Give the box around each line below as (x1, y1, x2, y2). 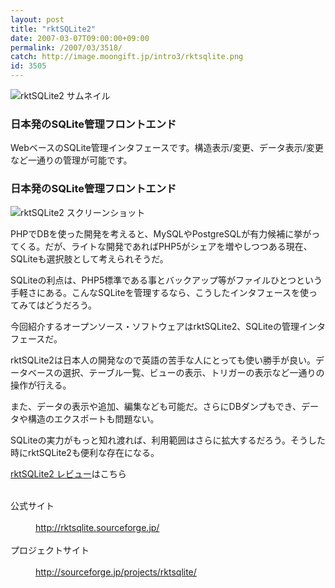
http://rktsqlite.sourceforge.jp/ (35, 521, 160, 533)
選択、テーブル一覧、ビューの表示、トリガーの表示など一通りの (62, 366, 325, 378)
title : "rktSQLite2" (10, 24, 97, 34)
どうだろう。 (44, 299, 98, 311)
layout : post (10, 14, 65, 25)
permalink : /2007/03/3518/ (10, 42, 123, 53)
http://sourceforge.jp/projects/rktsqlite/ (35, 566, 197, 578)
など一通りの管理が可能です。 (10, 154, 133, 166)
